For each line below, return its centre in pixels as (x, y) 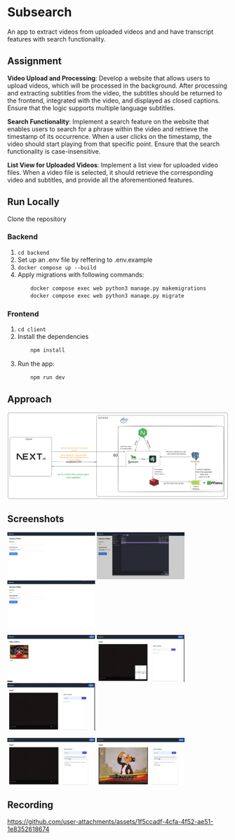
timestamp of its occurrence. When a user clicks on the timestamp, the (110, 136)
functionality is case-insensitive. (54, 151)
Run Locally (33, 202)
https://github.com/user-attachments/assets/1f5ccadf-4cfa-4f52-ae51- (110, 822)
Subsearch (40, 12)
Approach (29, 400)
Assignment (34, 61)
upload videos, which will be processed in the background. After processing (117, 86)
